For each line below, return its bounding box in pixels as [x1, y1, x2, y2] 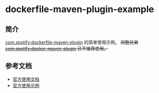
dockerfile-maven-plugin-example [5, 4, 154, 15]
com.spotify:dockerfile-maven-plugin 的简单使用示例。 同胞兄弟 [5, 39, 139, 45]
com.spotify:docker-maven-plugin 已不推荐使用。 [5, 45, 109, 52]
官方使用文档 [12, 76, 39, 82]
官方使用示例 [12, 82, 39, 88]
